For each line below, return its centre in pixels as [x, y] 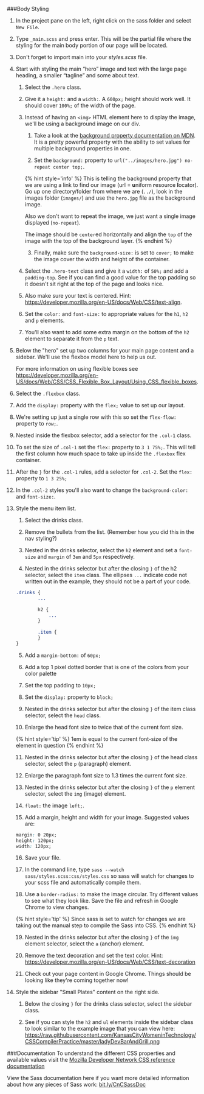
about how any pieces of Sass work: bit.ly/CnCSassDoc [76, 1085]
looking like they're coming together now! [77, 980]
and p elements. [45, 320]
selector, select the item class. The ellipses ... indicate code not [106, 575]
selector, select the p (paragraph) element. [78, 763]
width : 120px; [33, 846]
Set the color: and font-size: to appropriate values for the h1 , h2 [107, 314]
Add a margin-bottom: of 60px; [63, 655]
